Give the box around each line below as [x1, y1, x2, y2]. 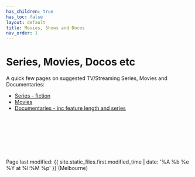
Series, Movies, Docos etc [6, 55, 136, 69]
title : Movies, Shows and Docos [6, 25, 85, 31]
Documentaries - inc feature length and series [14, 105, 126, 112]
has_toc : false [6, 14, 43, 20]
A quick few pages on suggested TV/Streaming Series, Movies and [6, 75, 168, 82]
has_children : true [6, 8, 54, 15]
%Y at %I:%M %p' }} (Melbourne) [6, 165, 88, 172]
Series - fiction [14, 92, 51, 99]
